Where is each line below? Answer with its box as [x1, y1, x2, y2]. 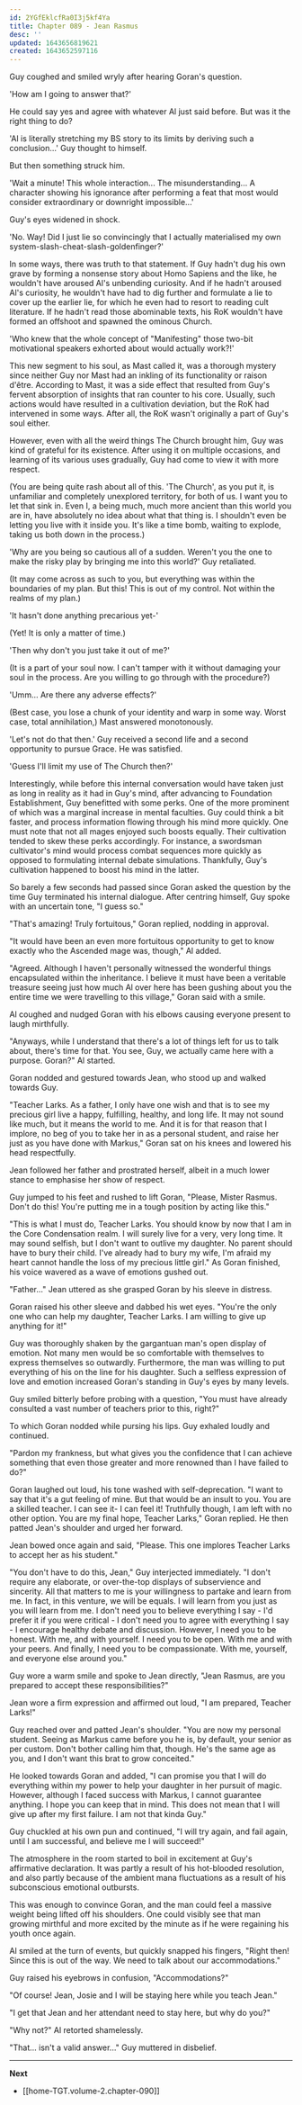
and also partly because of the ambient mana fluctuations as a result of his [9, 1873, 286, 1884]
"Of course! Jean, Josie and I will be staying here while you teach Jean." [9, 1990, 278, 2001]
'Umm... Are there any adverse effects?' [9, 689, 157, 700]
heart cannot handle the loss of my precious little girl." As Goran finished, [9, 1257, 280, 1268]
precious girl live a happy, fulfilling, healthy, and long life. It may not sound [9, 1109, 285, 1120]
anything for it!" [9, 1320, 67, 1332]
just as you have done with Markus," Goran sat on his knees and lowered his [9, 1138, 292, 1148]
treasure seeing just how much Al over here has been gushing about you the [9, 982, 292, 993]
